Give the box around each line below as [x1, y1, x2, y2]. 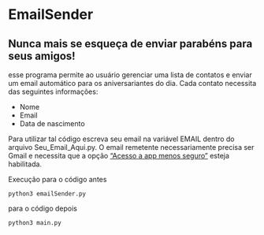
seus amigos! [8, 49, 76, 62]
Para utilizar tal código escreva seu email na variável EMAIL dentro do [8, 134, 235, 144]
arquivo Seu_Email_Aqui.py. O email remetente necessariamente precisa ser [8, 143, 255, 151]
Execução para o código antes [8, 175, 107, 184]
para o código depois [8, 203, 77, 213]
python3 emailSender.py [8, 190, 87, 198]
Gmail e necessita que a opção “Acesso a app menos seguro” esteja [8, 151, 230, 160]
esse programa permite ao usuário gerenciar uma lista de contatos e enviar [8, 70, 252, 80]
